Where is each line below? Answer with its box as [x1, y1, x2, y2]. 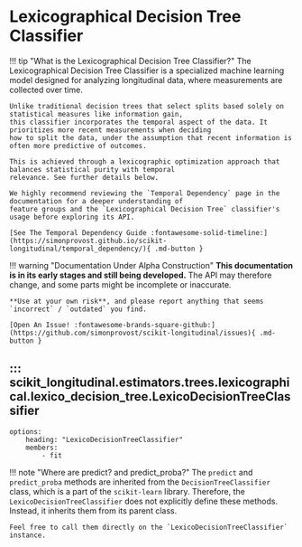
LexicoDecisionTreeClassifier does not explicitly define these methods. [9, 495, 278, 506]
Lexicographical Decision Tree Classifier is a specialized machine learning [9, 65, 285, 76]
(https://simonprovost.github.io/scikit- [9, 236, 168, 245]
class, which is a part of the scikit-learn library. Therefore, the [9, 486, 245, 496]
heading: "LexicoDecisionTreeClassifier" [25, 435, 183, 444]
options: [9, 427, 42, 436]
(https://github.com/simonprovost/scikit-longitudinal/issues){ [9, 328, 256, 337]
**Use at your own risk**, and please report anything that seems [9, 297, 264, 306]
